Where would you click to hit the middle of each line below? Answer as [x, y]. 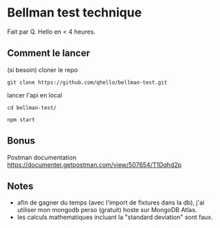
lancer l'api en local [35, 95]
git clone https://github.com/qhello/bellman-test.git [87, 82]
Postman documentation [42, 157]
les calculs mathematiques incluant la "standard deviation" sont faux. [115, 217]
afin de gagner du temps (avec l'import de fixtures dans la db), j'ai [111, 203]
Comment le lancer [49, 53]
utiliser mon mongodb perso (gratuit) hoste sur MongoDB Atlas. [107, 210]
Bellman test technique [75, 13]
